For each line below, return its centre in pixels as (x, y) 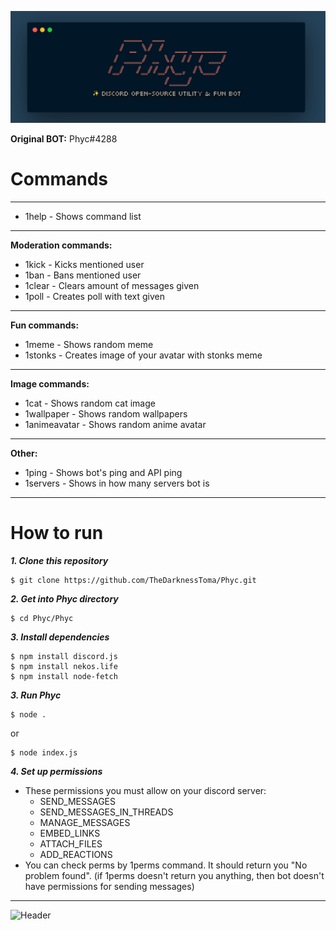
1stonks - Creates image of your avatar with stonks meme (143, 355)
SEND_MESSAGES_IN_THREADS (106, 812)
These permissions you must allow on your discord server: (145, 790)
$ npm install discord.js (64, 656)
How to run (57, 532)
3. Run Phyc (36, 695)
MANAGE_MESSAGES (85, 822)
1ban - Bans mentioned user (83, 275)
